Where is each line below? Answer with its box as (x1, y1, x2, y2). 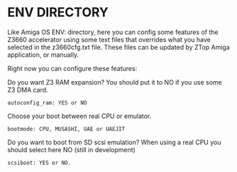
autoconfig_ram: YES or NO (7, 99, 87, 107)
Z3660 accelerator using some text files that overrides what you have (7, 35, 211, 43)
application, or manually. (7, 50, 79, 59)
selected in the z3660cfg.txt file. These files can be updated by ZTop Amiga (7, 43, 231, 51)
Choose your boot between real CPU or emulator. (7, 112, 152, 120)
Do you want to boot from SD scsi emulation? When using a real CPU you (7, 138, 221, 146)
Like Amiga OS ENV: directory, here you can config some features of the (7, 28, 219, 36)
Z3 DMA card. (7, 85, 48, 94)
